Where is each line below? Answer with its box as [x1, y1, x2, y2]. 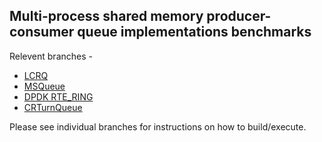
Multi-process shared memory [9, 8, 204, 25]
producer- [206, 8, 272, 25]
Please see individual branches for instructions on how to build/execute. [9, 120, 307, 133]
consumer [9, 24, 75, 41]
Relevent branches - [9, 50, 93, 62]
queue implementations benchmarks [77, 24, 312, 41]
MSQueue [23, 80, 66, 92]
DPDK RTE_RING [23, 90, 94, 103]
